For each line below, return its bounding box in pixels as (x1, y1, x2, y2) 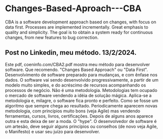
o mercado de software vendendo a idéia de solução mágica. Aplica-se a (5, 92, 152, 98)
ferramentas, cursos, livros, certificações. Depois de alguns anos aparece (5, 113, 153, 119)
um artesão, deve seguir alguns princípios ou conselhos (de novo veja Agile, (5, 123, 158, 129)
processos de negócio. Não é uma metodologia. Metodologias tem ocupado (5, 87, 158, 93)
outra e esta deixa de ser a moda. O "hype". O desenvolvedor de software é (5, 118, 157, 124)
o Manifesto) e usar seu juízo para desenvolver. (5, 128, 100, 134)
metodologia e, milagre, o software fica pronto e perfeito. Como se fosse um (5, 98, 158, 104)
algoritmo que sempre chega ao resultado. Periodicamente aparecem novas (5, 103, 158, 108)
